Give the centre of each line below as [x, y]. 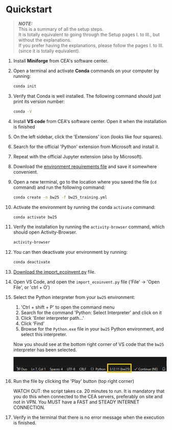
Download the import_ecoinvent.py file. [54, 272]
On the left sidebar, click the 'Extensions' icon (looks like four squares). [88, 136]
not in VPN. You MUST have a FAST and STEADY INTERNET [76, 402]
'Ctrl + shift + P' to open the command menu [68, 307]
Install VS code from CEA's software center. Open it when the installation [90, 121]
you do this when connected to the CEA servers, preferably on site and [88, 396]
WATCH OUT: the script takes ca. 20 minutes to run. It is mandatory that [89, 391]
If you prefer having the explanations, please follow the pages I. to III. [91, 45]
